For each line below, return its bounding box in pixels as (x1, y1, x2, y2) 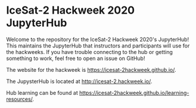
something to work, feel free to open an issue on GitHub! (6, 55, 145, 62)
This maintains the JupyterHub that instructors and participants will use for (6, 42, 190, 49)
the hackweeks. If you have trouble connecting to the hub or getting (6, 48, 173, 55)
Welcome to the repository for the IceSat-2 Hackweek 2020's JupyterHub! (6, 36, 189, 43)
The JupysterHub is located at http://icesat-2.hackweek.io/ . (6, 78, 153, 85)
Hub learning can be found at (6, 89, 79, 96)
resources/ (6, 96, 33, 103)
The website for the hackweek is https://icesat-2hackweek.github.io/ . (6, 66, 176, 73)
